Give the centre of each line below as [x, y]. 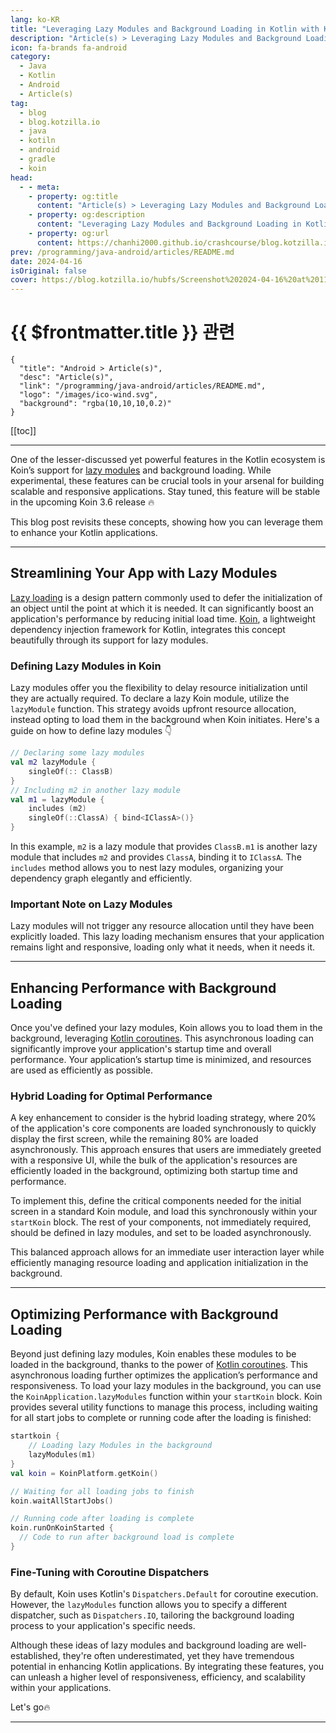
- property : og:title [73, 196]
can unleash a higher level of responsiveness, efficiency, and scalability [158, 1677]
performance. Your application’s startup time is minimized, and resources [161, 1060]
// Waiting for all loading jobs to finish [102, 1491]
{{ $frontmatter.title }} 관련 [122, 332]
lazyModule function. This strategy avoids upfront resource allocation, [153, 709]
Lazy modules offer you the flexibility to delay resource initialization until [159, 688]
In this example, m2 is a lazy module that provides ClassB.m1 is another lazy [164, 847]
